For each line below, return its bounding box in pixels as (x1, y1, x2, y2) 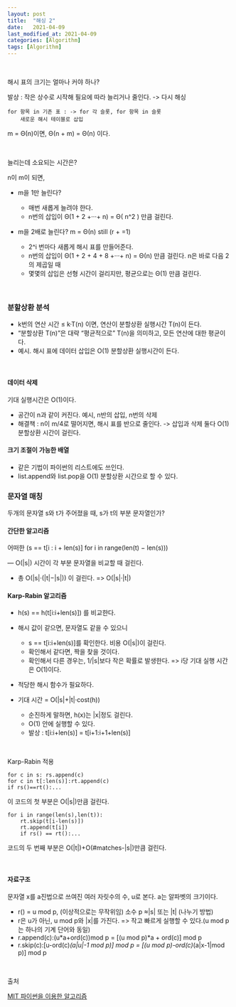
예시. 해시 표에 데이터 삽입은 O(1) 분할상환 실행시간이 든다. (17, 346, 180, 356)
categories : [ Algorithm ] (7, 37, 81, 44)
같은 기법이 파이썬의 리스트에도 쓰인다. (17, 463, 124, 471)
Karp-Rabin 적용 (7, 757, 55, 766)
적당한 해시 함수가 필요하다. (17, 681, 95, 689)
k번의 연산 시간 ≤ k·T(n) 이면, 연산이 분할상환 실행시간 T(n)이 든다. (17, 320, 202, 329)
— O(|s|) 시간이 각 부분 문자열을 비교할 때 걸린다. (7, 559, 144, 568)
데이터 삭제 (7, 378, 38, 386)
